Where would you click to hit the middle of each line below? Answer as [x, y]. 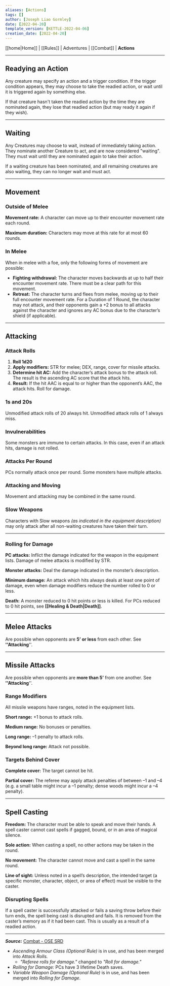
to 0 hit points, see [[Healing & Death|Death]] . [54, 606]
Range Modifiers [26, 696]
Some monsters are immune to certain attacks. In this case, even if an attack [85, 442]
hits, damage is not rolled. [32, 448]
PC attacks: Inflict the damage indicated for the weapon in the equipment [82, 555]
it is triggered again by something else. [46, 91]
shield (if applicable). [34, 315]
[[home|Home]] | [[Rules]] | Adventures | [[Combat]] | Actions [70, 48]
